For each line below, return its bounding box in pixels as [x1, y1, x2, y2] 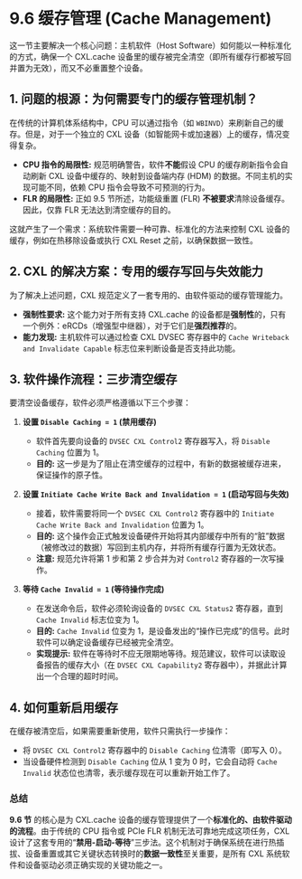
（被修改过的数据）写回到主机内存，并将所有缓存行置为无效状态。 [35, 542, 281, 553]
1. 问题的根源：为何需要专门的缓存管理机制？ [9, 91, 259, 107]
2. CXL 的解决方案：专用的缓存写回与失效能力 [9, 264, 264, 279]
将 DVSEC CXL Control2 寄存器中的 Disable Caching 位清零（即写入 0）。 [22, 745, 287, 756]
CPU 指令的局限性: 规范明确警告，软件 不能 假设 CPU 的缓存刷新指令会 [22, 159, 281, 170]
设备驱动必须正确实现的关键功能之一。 [24, 860, 168, 871]
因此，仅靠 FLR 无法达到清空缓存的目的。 [22, 204, 176, 215]
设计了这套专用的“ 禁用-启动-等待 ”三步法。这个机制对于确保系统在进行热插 [9, 837, 285, 848]
